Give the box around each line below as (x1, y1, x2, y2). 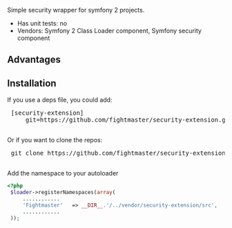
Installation (7, 77, 57, 89)
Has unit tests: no (17, 19, 68, 27)
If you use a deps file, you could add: (7, 96, 113, 104)
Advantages (7, 54, 61, 66)
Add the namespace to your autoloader (7, 169, 119, 178)
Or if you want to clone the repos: (7, 136, 103, 144)
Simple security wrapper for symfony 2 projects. (7, 6, 145, 14)
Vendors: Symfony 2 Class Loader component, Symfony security (17, 27, 202, 35)
